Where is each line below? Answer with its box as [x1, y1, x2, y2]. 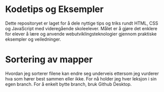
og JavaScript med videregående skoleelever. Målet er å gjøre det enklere [5, 25, 157, 31]
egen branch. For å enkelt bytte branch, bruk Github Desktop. [5, 81, 132, 87]
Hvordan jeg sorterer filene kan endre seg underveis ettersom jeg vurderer [5, 70, 159, 76]
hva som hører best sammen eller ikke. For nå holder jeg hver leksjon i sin [5, 75, 156, 81]
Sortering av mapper [5, 54, 93, 65]
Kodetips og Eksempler [5, 4, 104, 15]
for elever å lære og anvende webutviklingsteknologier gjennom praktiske [5, 31, 157, 37]
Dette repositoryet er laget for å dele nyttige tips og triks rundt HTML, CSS [5, 20, 158, 26]
